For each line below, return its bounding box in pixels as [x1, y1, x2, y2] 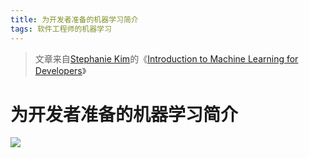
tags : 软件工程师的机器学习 [10, 24, 112, 34]
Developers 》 [34, 64, 87, 76]
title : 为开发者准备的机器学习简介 [10, 14, 139, 25]
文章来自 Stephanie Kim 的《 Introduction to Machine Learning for [34, 52, 299, 65]
